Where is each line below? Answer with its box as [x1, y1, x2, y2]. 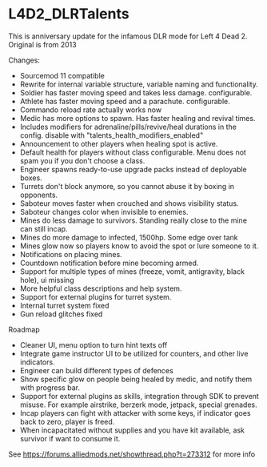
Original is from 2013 [8, 39, 78, 49]
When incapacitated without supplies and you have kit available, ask [19, 425, 245, 435]
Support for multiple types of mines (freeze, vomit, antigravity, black [19, 266, 245, 276]
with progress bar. [19, 382, 80, 393]
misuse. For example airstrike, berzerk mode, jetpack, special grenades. [19, 400, 257, 409]
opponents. [19, 190, 58, 199]
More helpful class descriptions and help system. [19, 284, 182, 293]
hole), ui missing [19, 275, 74, 284]
